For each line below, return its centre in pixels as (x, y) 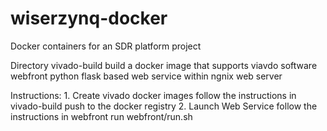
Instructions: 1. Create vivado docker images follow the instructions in (153, 95)
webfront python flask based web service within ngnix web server (146, 76)
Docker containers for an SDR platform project (106, 46)
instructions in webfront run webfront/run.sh (101, 116)
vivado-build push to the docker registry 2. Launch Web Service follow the (164, 106)
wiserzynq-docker (89, 18)
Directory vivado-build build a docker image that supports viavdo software (164, 65)
